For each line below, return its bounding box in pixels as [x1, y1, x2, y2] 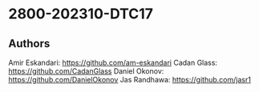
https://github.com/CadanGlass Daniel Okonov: [8, 66, 164, 76]
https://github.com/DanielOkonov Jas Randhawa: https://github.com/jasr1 [8, 75, 251, 84]
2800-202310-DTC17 [8, 5, 154, 23]
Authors [8, 37, 51, 50]
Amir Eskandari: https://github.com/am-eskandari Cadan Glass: [8, 58, 218, 67]
